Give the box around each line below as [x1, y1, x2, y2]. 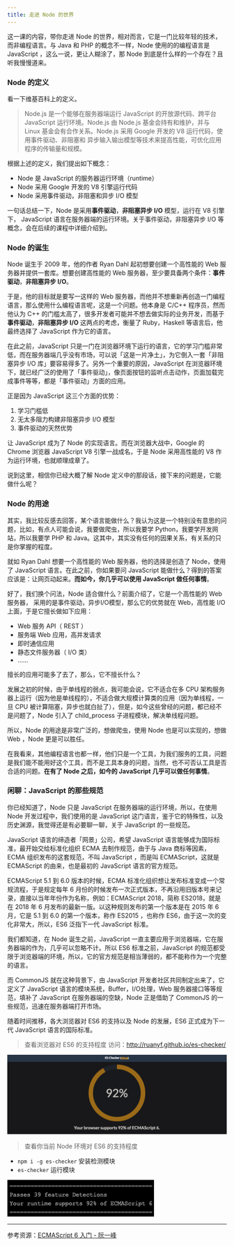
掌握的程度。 [19, 542, 56, 550]
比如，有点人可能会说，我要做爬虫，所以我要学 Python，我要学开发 [19, 525, 212, 533]
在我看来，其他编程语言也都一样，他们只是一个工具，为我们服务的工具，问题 [7, 749, 227, 758]
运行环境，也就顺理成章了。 [13, 456, 93, 465]
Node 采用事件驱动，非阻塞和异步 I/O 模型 [17, 191, 139, 200]
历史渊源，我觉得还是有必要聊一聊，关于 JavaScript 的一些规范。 [7, 820, 194, 829]
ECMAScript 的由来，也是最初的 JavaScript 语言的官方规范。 [7, 862, 182, 870]
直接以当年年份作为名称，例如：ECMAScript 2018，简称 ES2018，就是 [19, 894, 221, 902]
